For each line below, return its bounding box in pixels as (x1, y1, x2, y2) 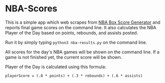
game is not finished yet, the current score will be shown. (5, 54, 122, 60)
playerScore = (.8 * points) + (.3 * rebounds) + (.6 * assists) (5, 73, 143, 78)
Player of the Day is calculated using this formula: (5, 64, 107, 70)
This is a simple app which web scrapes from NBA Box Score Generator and (5, 19, 161, 25)
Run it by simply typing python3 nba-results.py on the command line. (5, 39, 147, 45)
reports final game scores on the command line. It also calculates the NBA (5, 24, 157, 30)
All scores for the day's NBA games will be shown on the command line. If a (5, 49, 160, 55)
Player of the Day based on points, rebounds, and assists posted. (5, 30, 138, 36)
